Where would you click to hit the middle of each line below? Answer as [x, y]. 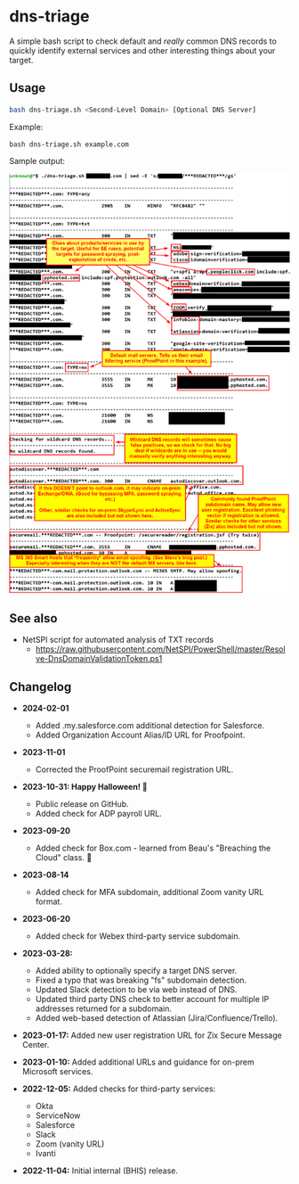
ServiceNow [58, 1115]
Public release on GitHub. [82, 804]
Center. [36, 1045]
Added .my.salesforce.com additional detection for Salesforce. [150, 726]
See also [33, 618]
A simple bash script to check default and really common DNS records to [143, 41]
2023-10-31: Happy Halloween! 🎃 [85, 787]
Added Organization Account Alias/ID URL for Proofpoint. [140, 735]
